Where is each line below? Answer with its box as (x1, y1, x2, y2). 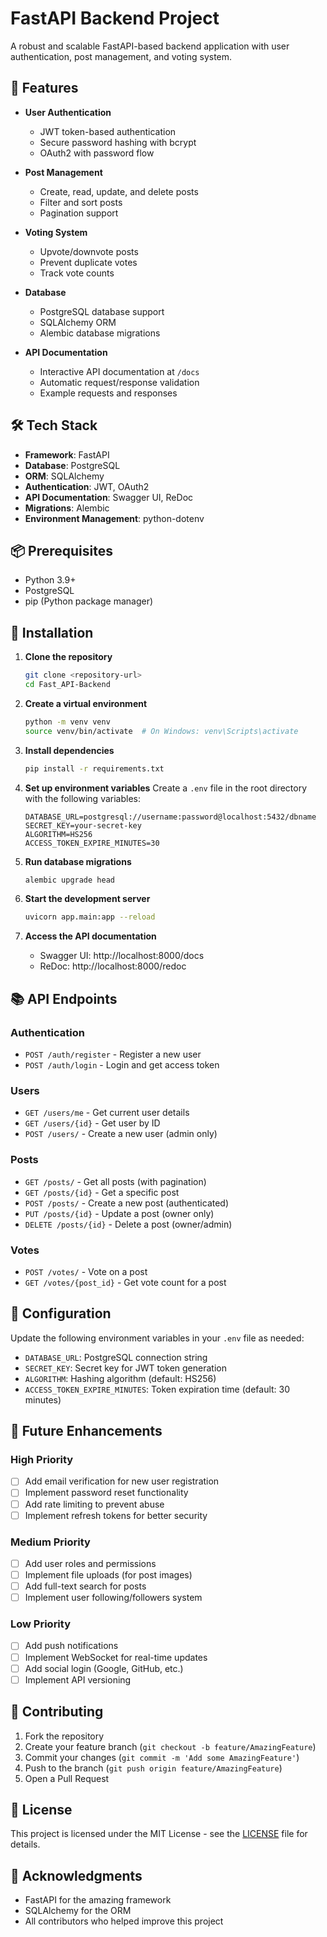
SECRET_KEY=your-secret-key (24, 820, 142, 831)
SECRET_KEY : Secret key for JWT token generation (24, 1362, 227, 1374)
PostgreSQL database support (39, 305, 165, 317)
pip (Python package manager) (24, 595, 154, 607)
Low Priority (10, 1617, 72, 1631)
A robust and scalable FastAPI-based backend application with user (10, 40, 290, 52)
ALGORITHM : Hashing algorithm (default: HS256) (24, 1372, 217, 1384)
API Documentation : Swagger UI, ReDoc (24, 491, 194, 503)
